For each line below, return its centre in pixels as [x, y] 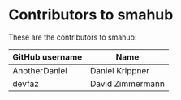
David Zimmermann [127, 84]
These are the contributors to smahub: [73, 37]
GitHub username [47, 56]
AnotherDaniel [40, 70]
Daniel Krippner [120, 70]
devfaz [26, 84]
